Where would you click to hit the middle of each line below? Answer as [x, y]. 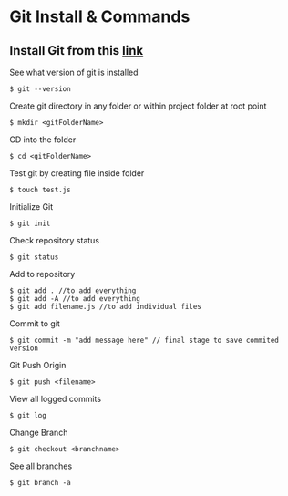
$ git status [34, 257]
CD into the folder [43, 139]
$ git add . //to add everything [73, 291]
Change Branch [39, 432]
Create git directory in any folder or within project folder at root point [138, 106]
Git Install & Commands [100, 17]
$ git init [30, 223]
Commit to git [35, 324]
